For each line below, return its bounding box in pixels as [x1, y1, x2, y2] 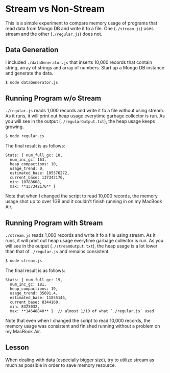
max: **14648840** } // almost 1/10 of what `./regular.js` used [10, 309, 154, 314]
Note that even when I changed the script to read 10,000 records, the [5, 317, 151, 324]
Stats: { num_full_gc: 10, [5, 153, 63, 158]
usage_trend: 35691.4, [10, 291, 58, 296]
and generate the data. [5, 70, 54, 76]
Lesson [5, 343, 29, 352]
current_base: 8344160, [10, 300, 60, 305]
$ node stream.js [5, 258, 42, 263]
